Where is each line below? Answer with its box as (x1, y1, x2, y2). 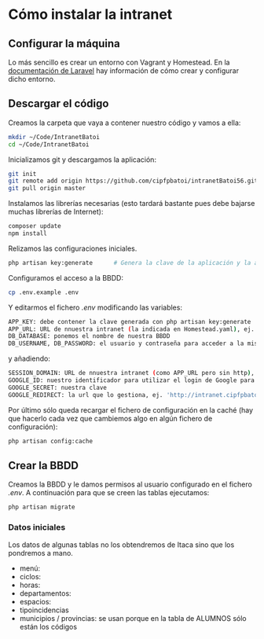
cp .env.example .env (8, 288, 79, 296)
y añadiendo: (8, 354, 51, 363)
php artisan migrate (8, 503, 76, 512)
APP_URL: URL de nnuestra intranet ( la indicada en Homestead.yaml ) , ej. (8, 325, 255, 333)
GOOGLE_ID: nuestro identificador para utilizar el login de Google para (8, 376, 255, 384)
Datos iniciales (8, 522, 66, 533)
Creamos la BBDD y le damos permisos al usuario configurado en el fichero (8, 479, 253, 489)
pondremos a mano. (8, 548, 73, 557)
